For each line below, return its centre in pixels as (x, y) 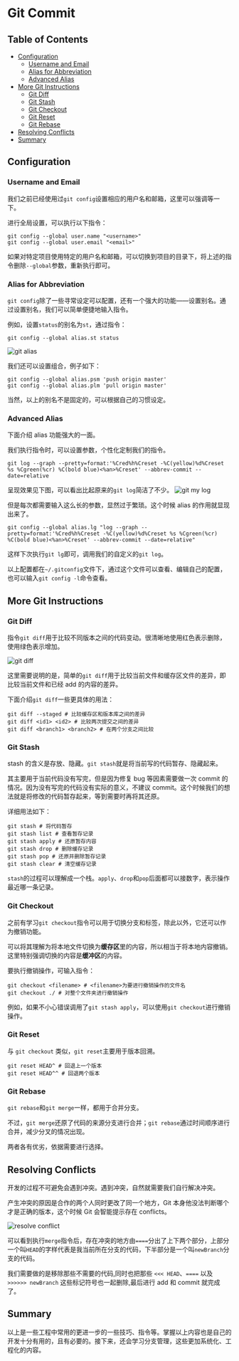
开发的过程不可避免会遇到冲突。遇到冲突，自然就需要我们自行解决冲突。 (113, 1187)
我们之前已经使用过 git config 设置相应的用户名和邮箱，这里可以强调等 (111, 198)
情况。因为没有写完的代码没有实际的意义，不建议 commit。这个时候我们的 (116, 788)
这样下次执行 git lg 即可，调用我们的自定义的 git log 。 (87, 554)
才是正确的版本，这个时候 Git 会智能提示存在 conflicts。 (89, 1212)
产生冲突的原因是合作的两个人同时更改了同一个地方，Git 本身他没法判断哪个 (118, 1202)
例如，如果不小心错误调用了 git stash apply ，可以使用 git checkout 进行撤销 (119, 1007)
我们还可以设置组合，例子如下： (54, 366)
